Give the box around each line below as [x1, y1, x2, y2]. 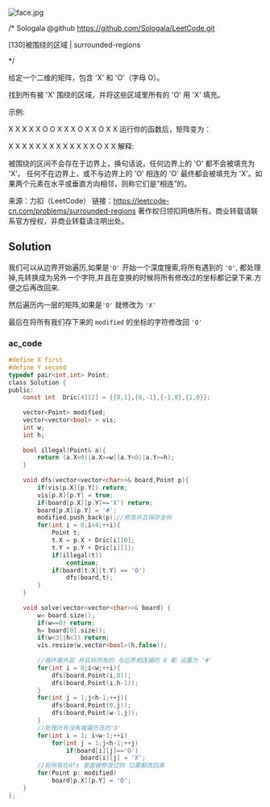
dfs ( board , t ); [65, 574, 114, 582]
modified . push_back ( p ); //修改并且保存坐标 [37, 514, 172, 522]
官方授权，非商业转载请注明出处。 [15, 216, 129, 225]
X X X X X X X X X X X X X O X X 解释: [8, 141, 135, 151]
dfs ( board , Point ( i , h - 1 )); [51, 679, 139, 687]
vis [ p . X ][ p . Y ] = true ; [37, 491, 114, 499]
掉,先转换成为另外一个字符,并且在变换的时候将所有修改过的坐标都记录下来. [8, 272, 255, 282]
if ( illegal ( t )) [51, 551, 103, 559]
